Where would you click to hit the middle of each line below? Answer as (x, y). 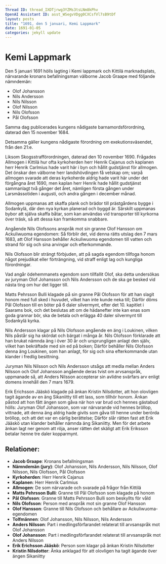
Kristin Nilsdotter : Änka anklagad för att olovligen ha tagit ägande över (84, 551)
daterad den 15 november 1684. (37, 132)
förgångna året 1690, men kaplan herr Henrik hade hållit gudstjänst (73, 183)
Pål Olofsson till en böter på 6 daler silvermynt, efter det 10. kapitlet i (75, 305)
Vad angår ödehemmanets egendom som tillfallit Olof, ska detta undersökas (82, 274)
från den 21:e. (19, 147)
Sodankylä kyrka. (23, 321)
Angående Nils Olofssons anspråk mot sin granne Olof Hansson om (74, 228)
